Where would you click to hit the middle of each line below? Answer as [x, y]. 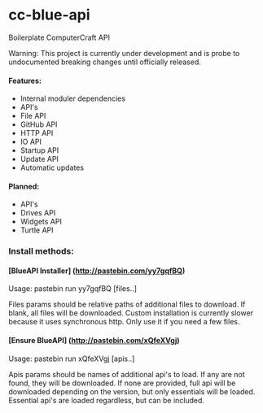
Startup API [39, 150]
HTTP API [37, 133]
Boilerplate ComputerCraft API [59, 37]
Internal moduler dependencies [73, 98]
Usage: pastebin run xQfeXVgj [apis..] [72, 359]
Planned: [24, 186]
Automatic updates [52, 167]
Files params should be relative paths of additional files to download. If [127, 304]
